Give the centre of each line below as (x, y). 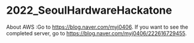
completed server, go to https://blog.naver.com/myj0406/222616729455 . (96, 33)
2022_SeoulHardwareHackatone (89, 10)
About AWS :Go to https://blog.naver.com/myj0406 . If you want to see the (97, 27)
